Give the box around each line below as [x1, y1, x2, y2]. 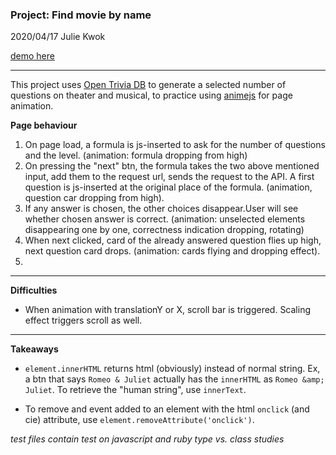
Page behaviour [10, 119, 78, 132]
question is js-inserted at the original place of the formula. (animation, [24, 181, 313, 193]
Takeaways [10, 343, 59, 355]
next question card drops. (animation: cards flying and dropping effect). [24, 245, 321, 257]
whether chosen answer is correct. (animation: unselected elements [24, 213, 306, 225]
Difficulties [10, 284, 58, 297]
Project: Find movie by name [10, 8, 152, 22]
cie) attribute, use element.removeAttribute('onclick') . [24, 414, 255, 426]
